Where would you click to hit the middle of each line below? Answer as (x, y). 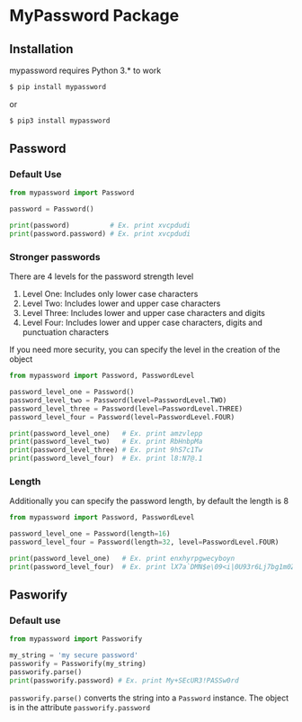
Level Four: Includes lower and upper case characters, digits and (142, 323)
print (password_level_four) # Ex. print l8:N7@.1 (106, 459)
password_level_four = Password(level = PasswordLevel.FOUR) (122, 417)
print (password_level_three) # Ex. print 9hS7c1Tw (106, 450)
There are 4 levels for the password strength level (102, 276)
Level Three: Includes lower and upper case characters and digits (144, 313)
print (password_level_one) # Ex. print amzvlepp (106, 433)
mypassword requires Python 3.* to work (85, 70)
